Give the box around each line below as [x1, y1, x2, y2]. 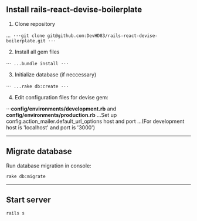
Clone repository [14, 20, 56, 27]
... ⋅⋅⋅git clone [6, 32, 45, 39]
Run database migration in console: [6, 162, 92, 169]
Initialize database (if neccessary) [14, 71, 97, 78]
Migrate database [6, 146, 72, 156]
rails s [6, 210, 25, 216]
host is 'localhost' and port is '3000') [6, 123, 96, 131]
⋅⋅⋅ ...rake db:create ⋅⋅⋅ [6, 82, 69, 89]
